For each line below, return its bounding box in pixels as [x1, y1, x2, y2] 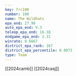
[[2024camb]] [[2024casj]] [5, 66, 59, 72]
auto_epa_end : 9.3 [5, 25, 42, 30]
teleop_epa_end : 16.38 [5, 30, 51, 35]
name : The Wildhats [5, 16, 45, 21]
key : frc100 [5, 7, 29, 12]
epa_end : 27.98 [5, 20, 36, 26]
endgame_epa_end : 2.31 [5, 35, 51, 39]
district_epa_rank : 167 [5, 43, 53, 48]
